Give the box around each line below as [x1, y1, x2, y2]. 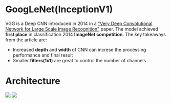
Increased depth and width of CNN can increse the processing [12, 46, 146, 53]
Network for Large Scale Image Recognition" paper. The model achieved [5, 25, 159, 32]
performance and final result [12, 52, 73, 58]
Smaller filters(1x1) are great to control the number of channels [12, 57, 146, 63]
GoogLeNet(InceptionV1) [5, 4, 113, 15]
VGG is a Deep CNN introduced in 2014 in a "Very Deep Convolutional [5, 20, 153, 27]
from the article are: [5, 37, 47, 43]
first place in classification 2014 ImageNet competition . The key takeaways [5, 31, 166, 37]
